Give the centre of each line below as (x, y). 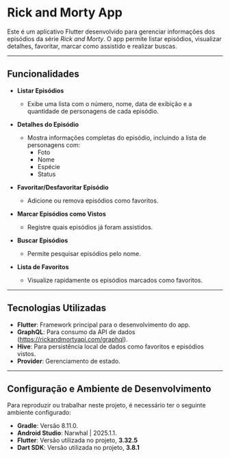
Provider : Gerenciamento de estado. (69, 361)
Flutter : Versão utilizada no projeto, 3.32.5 (77, 440)
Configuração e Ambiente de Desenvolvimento (109, 389)
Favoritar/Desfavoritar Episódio (63, 187)
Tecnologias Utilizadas (57, 308)
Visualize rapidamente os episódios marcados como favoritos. (115, 280)
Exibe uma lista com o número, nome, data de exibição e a (110, 103)
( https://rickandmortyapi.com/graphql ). (72, 339)
